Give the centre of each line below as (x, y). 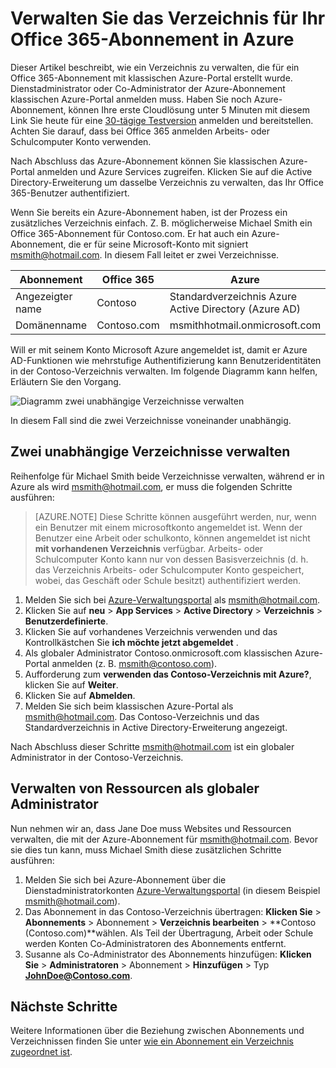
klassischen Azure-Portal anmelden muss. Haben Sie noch (131, 99)
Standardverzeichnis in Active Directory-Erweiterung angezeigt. (156, 727)
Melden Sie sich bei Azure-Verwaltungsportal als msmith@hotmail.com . (172, 599)
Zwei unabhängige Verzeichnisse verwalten (150, 452)
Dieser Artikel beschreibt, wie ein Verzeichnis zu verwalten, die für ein (155, 67)
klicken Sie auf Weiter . (71, 684)
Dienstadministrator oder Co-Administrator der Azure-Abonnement (148, 88)
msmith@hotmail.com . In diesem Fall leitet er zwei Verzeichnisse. (145, 254)
